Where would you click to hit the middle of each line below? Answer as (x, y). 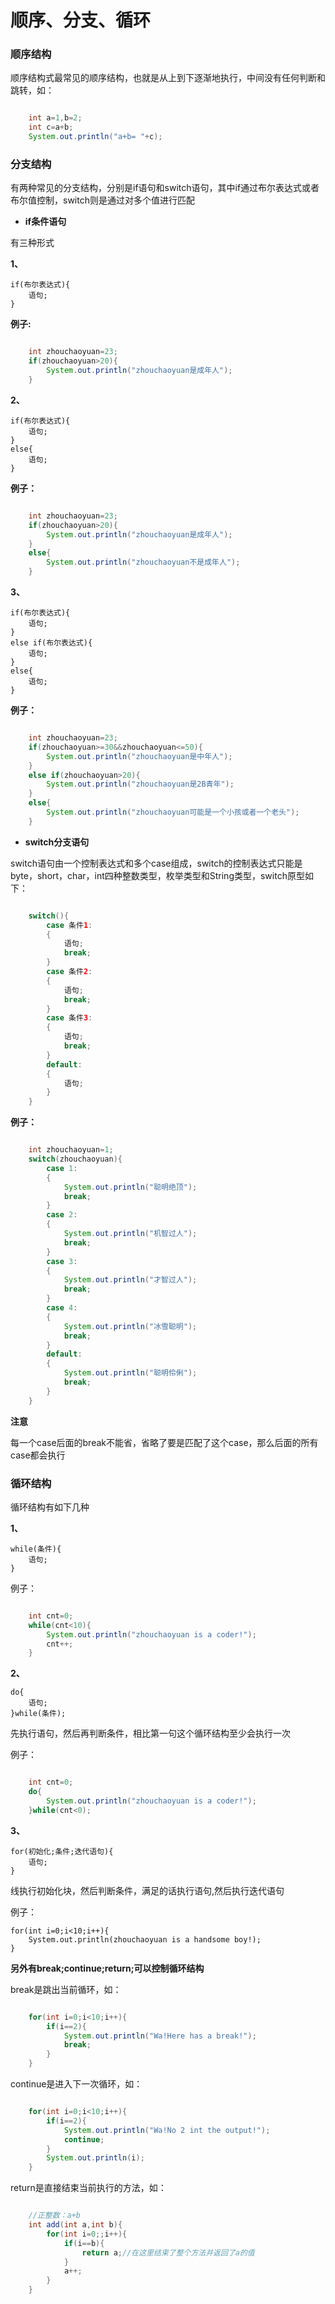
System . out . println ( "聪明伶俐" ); (130, 1373)
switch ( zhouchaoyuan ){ (75, 1159)
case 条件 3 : (69, 1018)
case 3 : (62, 1261)
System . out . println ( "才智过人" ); (130, 1280)
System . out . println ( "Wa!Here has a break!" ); (160, 2036)
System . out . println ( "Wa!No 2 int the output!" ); (167, 2130)
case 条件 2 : (69, 972)
